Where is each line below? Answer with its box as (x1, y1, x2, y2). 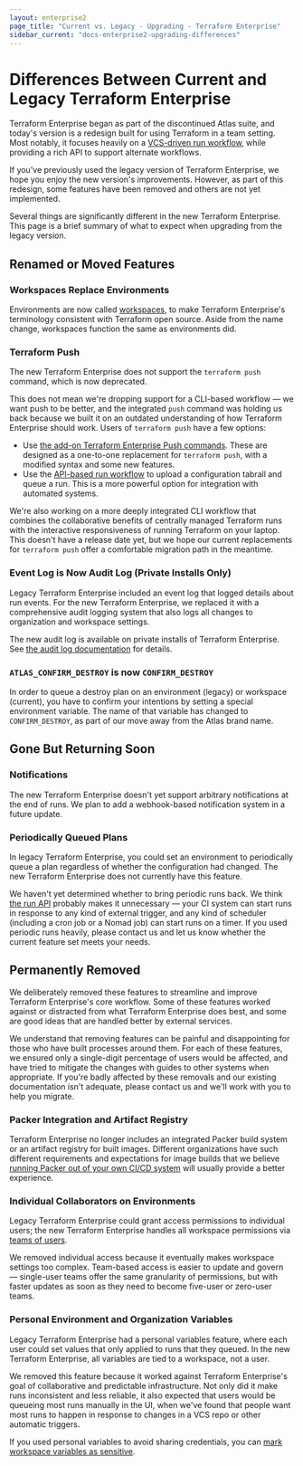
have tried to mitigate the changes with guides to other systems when (9, 1061, 270, 1072)
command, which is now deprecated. (9, 376, 147, 387)
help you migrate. (9, 1090, 75, 1101)
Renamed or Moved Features (9, 256, 175, 271)
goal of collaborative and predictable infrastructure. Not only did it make (9, 1380, 279, 1391)
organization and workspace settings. (9, 616, 150, 627)
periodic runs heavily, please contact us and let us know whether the (9, 927, 267, 938)
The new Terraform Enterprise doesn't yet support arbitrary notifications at (9, 789, 289, 800)
